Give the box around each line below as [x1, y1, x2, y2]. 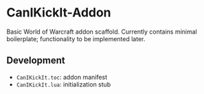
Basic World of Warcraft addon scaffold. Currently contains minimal [6, 27, 197, 36]
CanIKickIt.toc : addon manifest [16, 73, 108, 81]
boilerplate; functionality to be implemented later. [6, 34, 146, 43]
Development [6, 55, 66, 67]
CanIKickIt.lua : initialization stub [16, 80, 111, 89]
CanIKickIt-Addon [6, 5, 111, 21]
